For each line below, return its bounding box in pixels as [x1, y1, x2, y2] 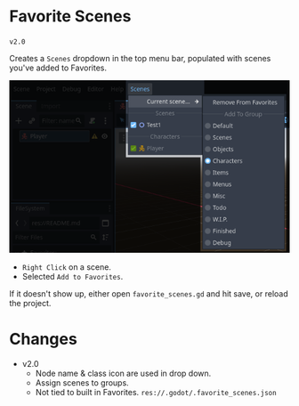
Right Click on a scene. [21, 262, 111, 272]
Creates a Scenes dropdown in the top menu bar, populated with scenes [9, 53, 271, 63]
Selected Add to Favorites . [21, 272, 124, 282]
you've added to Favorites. [9, 62, 108, 73]
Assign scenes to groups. [35, 378, 129, 388]
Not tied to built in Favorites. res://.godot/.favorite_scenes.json [35, 387, 278, 398]
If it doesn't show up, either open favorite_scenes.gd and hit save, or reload [9, 288, 288, 299]
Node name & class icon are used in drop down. [35, 368, 212, 379]
